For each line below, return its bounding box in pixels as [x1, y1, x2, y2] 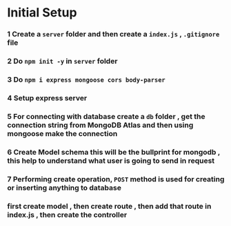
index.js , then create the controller [7, 210, 128, 219]
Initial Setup [7, 5, 77, 21]
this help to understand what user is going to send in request [7, 156, 215, 166]
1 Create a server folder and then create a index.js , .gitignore [7, 30, 220, 39]
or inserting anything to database [7, 183, 122, 192]
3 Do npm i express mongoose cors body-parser [7, 74, 165, 84]
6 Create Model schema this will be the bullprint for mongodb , [7, 147, 221, 157]
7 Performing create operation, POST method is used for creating [7, 174, 225, 183]
